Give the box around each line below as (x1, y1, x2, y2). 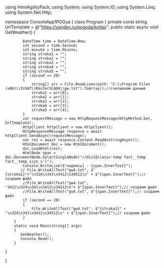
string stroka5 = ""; (23, 69, 67, 74)
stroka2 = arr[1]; (31, 95, 69, 100)
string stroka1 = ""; (23, 52, 67, 56)
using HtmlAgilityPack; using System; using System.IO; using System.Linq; (5, 4, 156, 10)
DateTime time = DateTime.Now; (23, 39, 87, 44)
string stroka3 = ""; (23, 60, 67, 65)
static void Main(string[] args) (14, 223, 82, 228)
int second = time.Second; (23, 43, 78, 48)
